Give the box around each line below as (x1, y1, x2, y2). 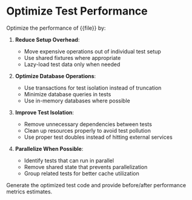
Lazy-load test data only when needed (24, 61, 121, 68)
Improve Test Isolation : (15, 108, 74, 116)
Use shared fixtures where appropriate (24, 54, 121, 61)
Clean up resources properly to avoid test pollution (24, 127, 151, 134)
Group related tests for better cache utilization (24, 170, 139, 177)
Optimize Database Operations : (15, 72, 96, 79)
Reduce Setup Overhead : (15, 36, 80, 43)
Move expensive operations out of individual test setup (24, 47, 162, 55)
